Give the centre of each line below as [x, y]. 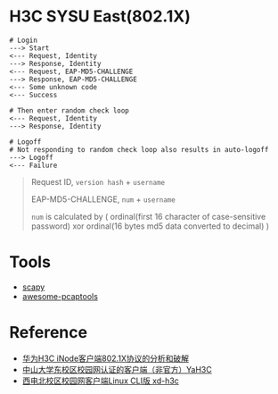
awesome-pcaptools [60, 296]
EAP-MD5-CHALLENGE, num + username [103, 199]
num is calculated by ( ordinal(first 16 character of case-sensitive [148, 216]
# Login [24, 40]
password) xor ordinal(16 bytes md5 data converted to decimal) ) [150, 226]
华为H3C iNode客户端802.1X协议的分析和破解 [106, 358]
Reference [48, 333]
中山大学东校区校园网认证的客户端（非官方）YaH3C [117, 369]
